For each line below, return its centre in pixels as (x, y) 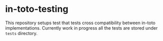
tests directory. (21, 33)
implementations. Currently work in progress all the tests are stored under (81, 28)
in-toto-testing (37, 9)
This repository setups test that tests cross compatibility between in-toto (80, 23)
